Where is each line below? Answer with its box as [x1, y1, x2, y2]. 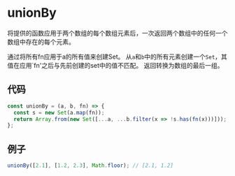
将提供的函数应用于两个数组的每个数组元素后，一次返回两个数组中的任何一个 [7, 29, 228, 37]
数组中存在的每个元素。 [7, 37, 75, 46]
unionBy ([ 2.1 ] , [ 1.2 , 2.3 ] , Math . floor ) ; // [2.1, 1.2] [7, 162, 173, 169]
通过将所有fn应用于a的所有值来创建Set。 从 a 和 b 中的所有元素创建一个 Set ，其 [7, 52, 227, 61]
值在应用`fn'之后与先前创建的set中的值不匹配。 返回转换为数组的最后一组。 [7, 61, 224, 69]
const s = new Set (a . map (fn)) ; [13, 109, 105, 116]
